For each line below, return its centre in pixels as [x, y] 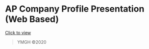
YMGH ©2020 [32, 42]
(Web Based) [32, 19]
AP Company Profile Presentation [75, 9]
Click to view [18, 33]
